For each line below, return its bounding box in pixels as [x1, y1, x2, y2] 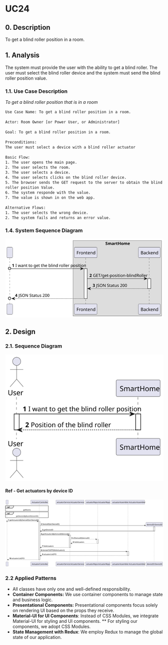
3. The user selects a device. [5, 170, 71, 175]
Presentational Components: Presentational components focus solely [12, 602, 158, 608]
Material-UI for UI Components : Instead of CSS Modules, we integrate [12, 613, 159, 619]
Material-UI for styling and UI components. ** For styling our [12, 618, 138, 624]
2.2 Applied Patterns [5, 575, 57, 582]
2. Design [5, 328, 36, 336]
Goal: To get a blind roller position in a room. [5, 130, 111, 135]
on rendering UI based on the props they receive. [12, 608, 114, 614]
